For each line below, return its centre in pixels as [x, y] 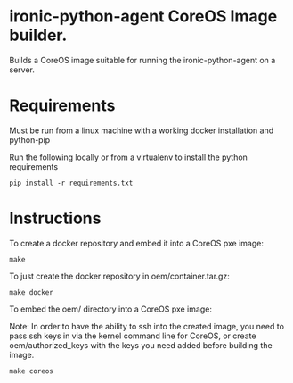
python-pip [30, 139]
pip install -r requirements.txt [71, 183]
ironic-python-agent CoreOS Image [143, 17]
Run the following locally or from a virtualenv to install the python [128, 157]
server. [22, 70]
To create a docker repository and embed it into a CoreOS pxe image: [137, 243]
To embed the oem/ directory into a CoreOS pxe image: [110, 309]
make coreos [31, 371]
